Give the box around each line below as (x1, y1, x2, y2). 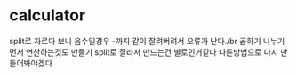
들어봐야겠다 (9, 58, 53, 68)
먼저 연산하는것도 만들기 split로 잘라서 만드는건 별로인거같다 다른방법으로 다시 (9, 46, 278, 58)
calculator (9, 5, 86, 26)
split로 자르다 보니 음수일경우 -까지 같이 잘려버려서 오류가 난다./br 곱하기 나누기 (9, 35, 285, 46)
